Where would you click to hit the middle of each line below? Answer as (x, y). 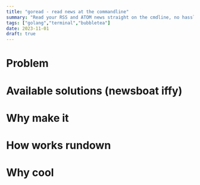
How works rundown (59, 145)
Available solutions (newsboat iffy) (94, 91)
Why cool (30, 173)
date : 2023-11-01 (28, 28)
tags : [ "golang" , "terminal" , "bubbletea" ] (58, 23)
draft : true (21, 34)
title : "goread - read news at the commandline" (68, 12)
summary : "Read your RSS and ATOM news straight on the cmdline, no (93, 17)
